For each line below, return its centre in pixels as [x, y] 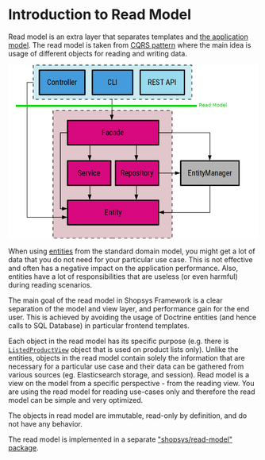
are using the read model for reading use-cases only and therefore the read [132, 392]
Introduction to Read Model [100, 15]
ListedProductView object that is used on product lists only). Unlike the [123, 350]
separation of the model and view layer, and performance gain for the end [129, 309]
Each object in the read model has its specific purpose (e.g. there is [119, 341]
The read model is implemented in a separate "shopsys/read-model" [120, 439]
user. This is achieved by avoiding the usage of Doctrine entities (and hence [132, 317]
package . [23, 448]
